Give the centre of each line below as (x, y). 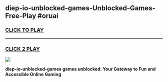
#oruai (48, 16)
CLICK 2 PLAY (22, 49)
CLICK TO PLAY (24, 30)
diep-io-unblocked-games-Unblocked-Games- (80, 8)
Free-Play (21, 16)
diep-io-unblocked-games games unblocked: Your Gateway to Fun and (80, 69)
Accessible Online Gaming (33, 74)
